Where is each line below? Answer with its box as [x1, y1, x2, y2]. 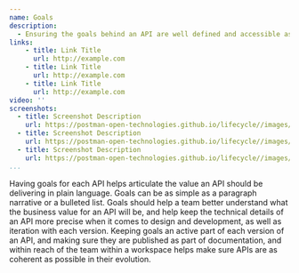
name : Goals [9, 12, 53, 22]
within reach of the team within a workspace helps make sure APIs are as [9, 244, 278, 254]
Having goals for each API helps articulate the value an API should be [9, 178, 263, 189]
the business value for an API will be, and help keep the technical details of [9, 206, 285, 217]
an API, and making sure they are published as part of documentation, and [9, 235, 282, 245]
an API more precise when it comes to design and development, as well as [9, 215, 282, 227]
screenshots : [9, 104, 58, 113]
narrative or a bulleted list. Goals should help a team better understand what [9, 197, 288, 207]
